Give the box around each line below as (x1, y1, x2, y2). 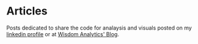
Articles (6, 4, 48, 18)
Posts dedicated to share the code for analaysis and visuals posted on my (6, 24, 193, 31)
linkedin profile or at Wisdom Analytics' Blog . (6, 30, 119, 37)
